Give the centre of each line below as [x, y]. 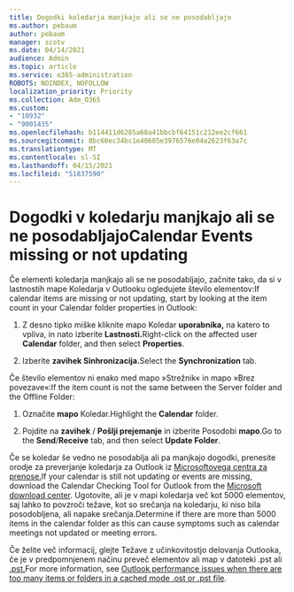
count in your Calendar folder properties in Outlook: [103, 308]
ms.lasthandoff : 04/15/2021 [61, 165]
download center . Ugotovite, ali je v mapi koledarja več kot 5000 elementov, [147, 496]
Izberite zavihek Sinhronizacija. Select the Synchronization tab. [139, 361]
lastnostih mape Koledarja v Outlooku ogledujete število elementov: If [134, 289]
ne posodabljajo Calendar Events [131, 236]
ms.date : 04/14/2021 [47, 50]
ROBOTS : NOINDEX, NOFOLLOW [59, 83]
